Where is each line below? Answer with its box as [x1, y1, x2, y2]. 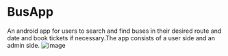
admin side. [7, 41, 40, 49]
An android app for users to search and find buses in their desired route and [7, 27, 222, 35]
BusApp [7, 4, 53, 20]
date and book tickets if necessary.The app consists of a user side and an [7, 33, 216, 42]
